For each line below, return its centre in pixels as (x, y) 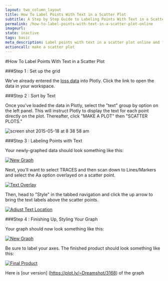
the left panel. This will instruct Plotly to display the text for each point (77, 110)
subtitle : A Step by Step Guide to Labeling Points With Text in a (77, 19)
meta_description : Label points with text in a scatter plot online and (82, 42)
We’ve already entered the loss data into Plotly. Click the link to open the (80, 80)
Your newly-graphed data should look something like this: (64, 150)
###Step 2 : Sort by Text (30, 95)
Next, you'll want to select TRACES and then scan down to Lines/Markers (81, 169)
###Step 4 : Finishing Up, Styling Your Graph (51, 219)
